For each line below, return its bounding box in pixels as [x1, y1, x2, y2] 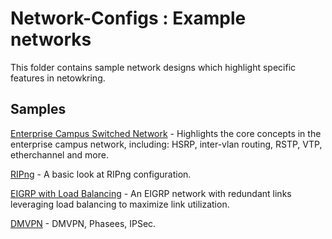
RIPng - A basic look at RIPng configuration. [10, 168, 192, 180]
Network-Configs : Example [10, 7, 247, 30]
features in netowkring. [10, 72, 106, 84]
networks [10, 28, 92, 51]
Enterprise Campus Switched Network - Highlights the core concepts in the [10, 127, 322, 139]
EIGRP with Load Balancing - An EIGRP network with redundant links [10, 187, 292, 199]
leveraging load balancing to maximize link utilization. [10, 198, 230, 210]
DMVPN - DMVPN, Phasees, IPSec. [10, 217, 157, 229]
